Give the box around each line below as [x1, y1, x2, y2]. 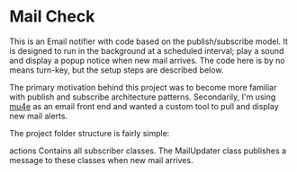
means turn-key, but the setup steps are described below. [9, 65, 224, 75]
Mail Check [9, 6, 95, 27]
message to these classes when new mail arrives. [9, 154, 193, 165]
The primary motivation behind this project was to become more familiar [9, 82, 277, 92]
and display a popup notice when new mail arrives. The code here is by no [9, 55, 285, 65]
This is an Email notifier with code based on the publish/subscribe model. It [9, 36, 288, 47]
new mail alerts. [9, 110, 68, 121]
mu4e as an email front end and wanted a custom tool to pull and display [9, 100, 279, 111]
